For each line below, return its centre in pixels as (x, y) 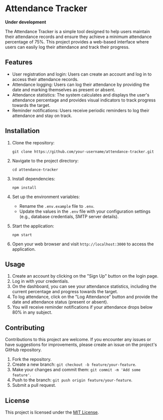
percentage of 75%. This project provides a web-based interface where (77, 41)
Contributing (25, 328)
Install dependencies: (34, 179)
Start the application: (33, 226)
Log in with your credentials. (41, 281)
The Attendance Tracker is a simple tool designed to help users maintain (77, 31)
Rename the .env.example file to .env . (57, 206)
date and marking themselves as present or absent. (64, 90)
